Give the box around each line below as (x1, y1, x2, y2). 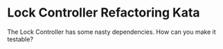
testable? (7, 35, 33, 43)
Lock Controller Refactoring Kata (7, 5, 200, 21)
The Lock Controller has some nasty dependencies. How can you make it (7, 28, 216, 36)
